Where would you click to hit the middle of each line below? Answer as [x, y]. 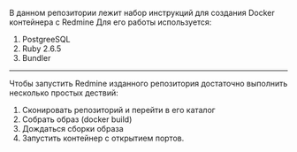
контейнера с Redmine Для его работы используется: [110, 22]
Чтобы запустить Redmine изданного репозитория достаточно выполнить [148, 84]
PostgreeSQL [46, 39]
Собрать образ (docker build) [77, 119]
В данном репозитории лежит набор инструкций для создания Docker [142, 13]
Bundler [36, 58]
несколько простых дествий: [64, 93]
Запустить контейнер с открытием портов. [103, 138]
